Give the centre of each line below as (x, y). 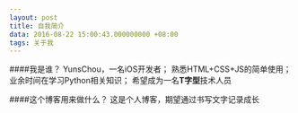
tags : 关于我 (31, 43)
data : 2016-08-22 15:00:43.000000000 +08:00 (94, 34)
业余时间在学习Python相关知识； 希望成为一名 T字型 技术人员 (120, 81)
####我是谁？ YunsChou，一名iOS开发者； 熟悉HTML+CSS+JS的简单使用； (150, 69)
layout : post (34, 17)
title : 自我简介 (37, 26)
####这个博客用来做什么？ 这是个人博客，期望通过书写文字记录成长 (135, 100)
